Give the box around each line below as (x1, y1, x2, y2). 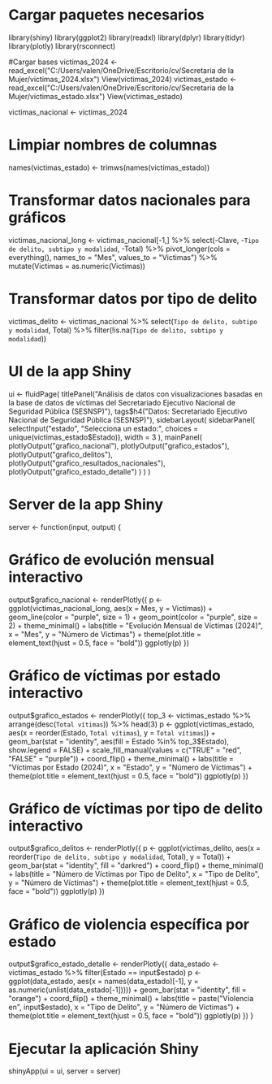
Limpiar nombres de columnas (8, 136, 218, 154)
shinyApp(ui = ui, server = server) (8, 1066, 121, 1076)
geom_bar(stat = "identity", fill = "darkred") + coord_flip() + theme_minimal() (8, 861, 264, 870)
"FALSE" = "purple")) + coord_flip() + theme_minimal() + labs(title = (8, 753, 234, 763)
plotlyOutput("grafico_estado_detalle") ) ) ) (8, 466, 151, 476)
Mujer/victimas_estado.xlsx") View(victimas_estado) (8, 91, 183, 101)
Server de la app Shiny (8, 495, 164, 514)
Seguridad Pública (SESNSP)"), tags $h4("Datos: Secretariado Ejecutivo (8, 406, 248, 416)
